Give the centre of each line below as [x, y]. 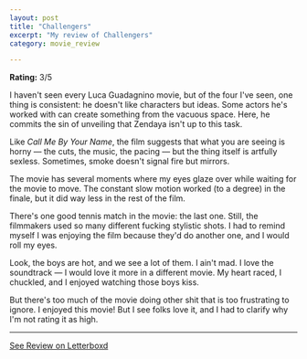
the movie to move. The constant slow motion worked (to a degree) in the [148, 189]
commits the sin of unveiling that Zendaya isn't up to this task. [126, 124]
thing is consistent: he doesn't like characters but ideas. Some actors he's [148, 105]
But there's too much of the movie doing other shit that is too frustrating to [149, 300]
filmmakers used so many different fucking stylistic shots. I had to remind [148, 226]
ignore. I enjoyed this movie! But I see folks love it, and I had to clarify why [149, 310]
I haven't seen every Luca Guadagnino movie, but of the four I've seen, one [151, 95]
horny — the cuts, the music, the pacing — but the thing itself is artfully [143, 152]
